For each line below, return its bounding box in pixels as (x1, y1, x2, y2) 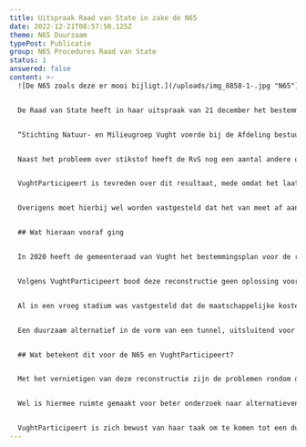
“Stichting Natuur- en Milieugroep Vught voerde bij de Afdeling (17, 130, 271, 140)
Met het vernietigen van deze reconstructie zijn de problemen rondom (17, 375, 291, 384)
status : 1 (9, 56, 47, 65)
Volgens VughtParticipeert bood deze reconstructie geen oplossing (17, 276, 280, 286)
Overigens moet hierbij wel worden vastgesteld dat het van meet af (17, 203, 283, 213)
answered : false (9, 65, 71, 74)
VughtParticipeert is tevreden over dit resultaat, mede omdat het (17, 179, 280, 188)
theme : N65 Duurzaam (9, 30, 88, 39)
